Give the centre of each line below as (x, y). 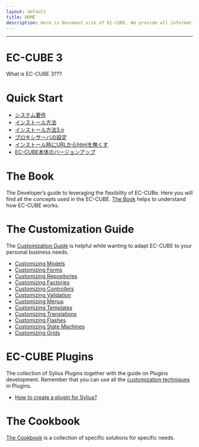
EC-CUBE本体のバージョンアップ (55, 152)
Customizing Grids (37, 333)
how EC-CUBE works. (33, 206)
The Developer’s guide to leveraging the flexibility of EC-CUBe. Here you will (99, 193)
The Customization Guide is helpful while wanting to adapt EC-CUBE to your (99, 246)
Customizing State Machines (50, 327)
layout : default (26, 12)
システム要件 (30, 115)
